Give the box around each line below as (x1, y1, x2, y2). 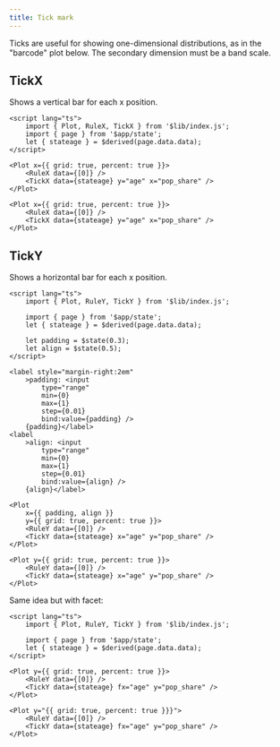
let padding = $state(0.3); (25, 337, 130, 346)
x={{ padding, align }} (25, 509, 115, 518)
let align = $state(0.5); (25, 344, 123, 354)
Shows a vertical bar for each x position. (9, 97, 158, 107)
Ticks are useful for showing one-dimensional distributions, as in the (9, 38, 262, 48)
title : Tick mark (9, 13, 74, 22)
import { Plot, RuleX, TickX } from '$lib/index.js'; (25, 122, 230, 131)
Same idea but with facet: (9, 595, 104, 605)
